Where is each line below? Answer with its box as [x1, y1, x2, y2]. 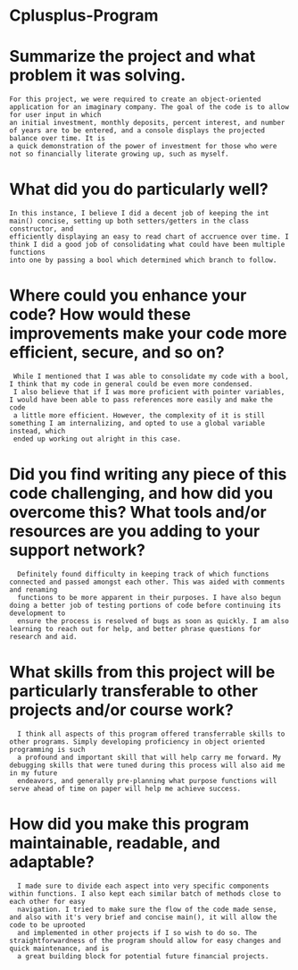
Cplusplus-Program [9, 5, 159, 26]
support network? [9, 540, 145, 561]
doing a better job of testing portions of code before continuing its [9, 601, 281, 610]
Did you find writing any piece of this [9, 464, 287, 485]
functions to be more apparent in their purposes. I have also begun [17, 593, 281, 602]
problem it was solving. [9, 65, 186, 86]
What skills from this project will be [9, 662, 276, 682]
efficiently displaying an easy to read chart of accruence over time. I [9, 232, 290, 241]
